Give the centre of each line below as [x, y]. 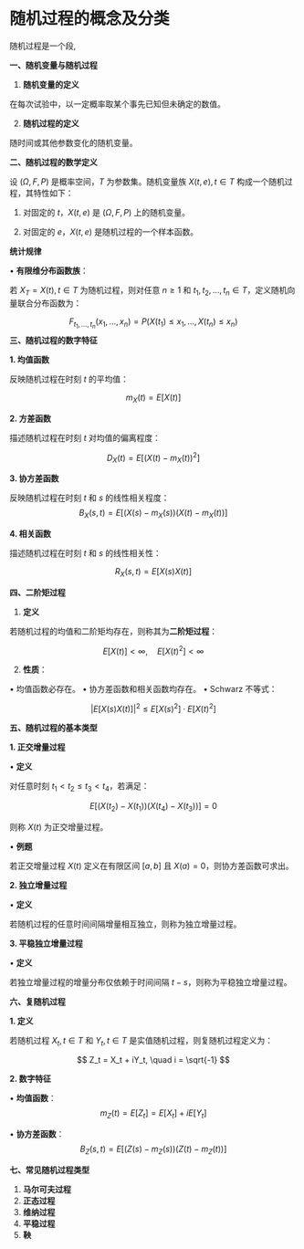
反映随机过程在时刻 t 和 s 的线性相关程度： [89, 498]
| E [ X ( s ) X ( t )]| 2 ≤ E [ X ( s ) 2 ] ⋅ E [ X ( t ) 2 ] [153, 708]
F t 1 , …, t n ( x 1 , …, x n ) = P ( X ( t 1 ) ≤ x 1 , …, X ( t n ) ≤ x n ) [153, 323]
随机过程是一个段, [43, 46]
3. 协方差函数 [34, 478]
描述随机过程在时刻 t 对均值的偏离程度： [85, 437]
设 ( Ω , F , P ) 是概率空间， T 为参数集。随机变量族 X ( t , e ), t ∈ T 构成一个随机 [147, 181]
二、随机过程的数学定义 [53, 162]
